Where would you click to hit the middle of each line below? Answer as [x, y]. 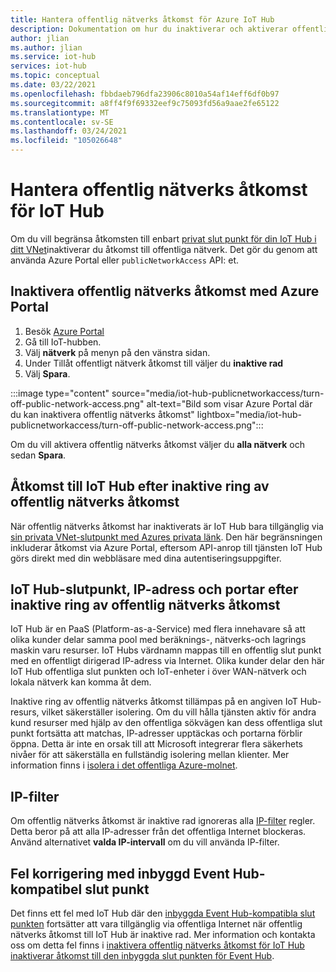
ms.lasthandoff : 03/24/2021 [69, 131]
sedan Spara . [38, 455]
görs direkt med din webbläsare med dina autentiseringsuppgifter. [146, 558]
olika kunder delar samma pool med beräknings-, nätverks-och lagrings [158, 640]
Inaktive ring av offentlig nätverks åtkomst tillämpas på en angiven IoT [154, 702]
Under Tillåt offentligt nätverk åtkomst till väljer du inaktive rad [154, 363]
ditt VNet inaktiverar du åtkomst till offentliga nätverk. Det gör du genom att [164, 249]
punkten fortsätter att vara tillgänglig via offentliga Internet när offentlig [156, 924]
